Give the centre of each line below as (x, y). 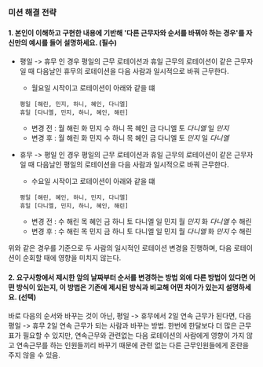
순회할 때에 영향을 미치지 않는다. (72, 258)
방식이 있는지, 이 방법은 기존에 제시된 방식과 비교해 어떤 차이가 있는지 (120, 287)
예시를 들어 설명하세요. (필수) (73, 42)
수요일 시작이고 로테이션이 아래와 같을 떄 (93, 182)
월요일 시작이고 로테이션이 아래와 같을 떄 (93, 88)
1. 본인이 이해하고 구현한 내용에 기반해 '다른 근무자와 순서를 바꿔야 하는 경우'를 (126, 32)
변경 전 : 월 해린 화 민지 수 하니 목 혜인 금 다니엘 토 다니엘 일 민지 (130, 128)
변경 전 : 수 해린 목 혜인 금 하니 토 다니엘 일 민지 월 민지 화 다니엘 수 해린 (142, 222)
